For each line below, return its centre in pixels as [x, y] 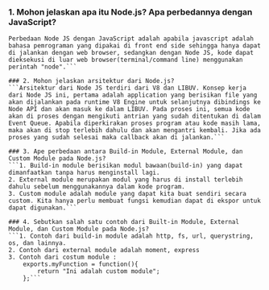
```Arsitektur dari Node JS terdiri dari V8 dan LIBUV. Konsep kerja [128, 88]
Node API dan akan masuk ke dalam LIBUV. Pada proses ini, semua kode [129, 110]
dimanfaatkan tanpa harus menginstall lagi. [84, 173]
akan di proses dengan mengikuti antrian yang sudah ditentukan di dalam [135, 116]
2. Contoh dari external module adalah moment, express [104, 251]
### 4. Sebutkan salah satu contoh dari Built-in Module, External [124, 222]
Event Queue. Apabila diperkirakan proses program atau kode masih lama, [135, 123]
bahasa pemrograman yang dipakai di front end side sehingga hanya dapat [135, 46]
